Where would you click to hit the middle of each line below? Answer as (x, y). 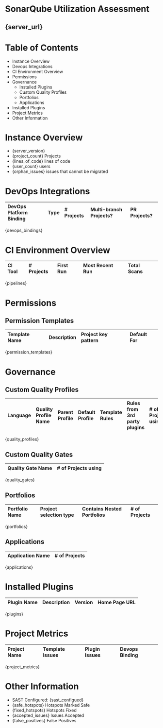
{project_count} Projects (36, 156)
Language (19, 415)
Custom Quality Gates (39, 454)
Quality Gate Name (30, 468)
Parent (65, 412)
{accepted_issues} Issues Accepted (48, 715)
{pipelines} (16, 283)
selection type (57, 515)
